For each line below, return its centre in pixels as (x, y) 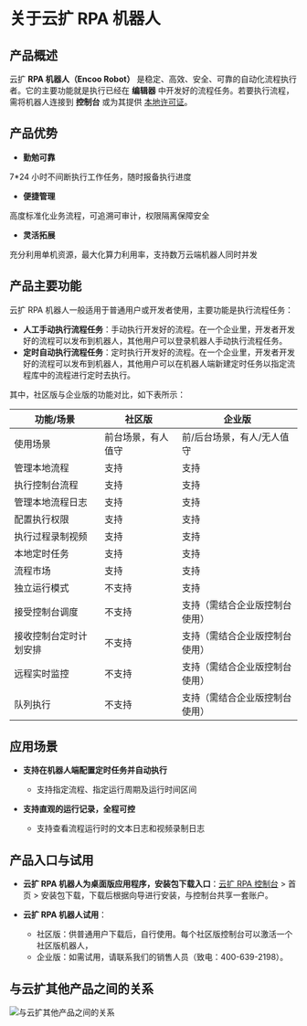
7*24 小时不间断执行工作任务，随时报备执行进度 (101, 176)
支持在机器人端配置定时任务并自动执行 (95, 770)
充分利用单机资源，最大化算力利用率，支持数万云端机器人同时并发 (133, 254)
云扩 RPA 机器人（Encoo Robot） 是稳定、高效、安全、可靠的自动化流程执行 (153, 79)
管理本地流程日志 (51, 502)
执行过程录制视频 (51, 536)
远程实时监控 (42, 673)
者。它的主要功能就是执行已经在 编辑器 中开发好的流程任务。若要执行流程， (152, 91)
